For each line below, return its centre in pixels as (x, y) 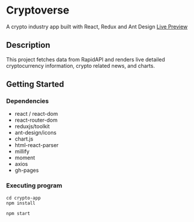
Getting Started (35, 84)
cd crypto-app (24, 198)
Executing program (34, 185)
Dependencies (28, 101)
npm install (21, 203)
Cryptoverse (38, 10)
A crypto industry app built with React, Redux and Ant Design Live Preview (97, 27)
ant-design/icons (35, 133)
